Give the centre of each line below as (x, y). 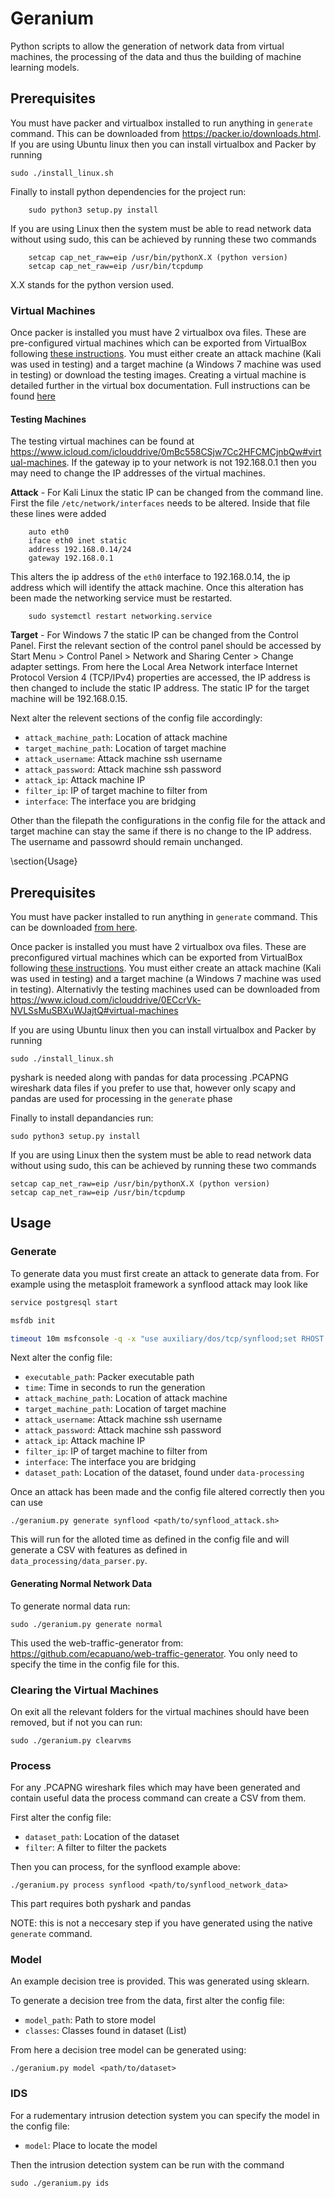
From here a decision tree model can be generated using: (128, 2050)
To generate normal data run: (70, 1606)
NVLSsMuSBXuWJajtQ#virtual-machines (94, 1011)
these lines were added (58, 514)
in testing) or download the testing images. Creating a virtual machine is (158, 375)
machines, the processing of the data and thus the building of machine (156, 56)
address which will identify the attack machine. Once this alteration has (157, 588)
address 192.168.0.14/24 (80, 550)
